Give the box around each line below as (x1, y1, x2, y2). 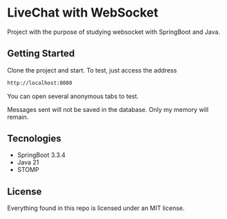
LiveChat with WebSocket (7, 5, 159, 21)
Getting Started (7, 48, 75, 59)
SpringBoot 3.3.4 (17, 151, 66, 160)
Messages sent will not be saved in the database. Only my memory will (7, 105, 209, 113)
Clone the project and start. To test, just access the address (7, 66, 177, 74)
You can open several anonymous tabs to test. (7, 92, 139, 100)
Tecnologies (7, 133, 61, 144)
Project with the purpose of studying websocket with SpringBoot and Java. (7, 28, 221, 36)
